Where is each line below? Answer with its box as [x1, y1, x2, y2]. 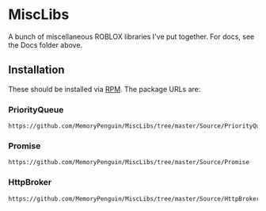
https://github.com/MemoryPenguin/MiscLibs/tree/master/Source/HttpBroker [8, 194, 260, 203]
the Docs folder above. [8, 40, 83, 49]
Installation [8, 63, 65, 77]
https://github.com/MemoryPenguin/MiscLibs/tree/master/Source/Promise [8, 159, 249, 167]
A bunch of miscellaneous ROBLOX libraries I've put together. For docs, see [8, 32, 255, 41]
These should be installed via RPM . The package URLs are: [8, 84, 201, 94]
